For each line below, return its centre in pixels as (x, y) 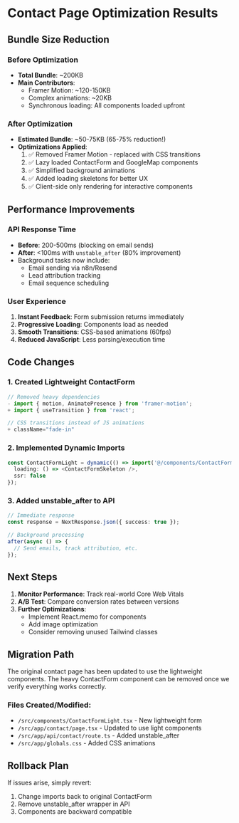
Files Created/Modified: (49, 705)
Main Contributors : (46, 83)
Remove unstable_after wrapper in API (74, 804)
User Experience (37, 301)
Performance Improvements (71, 209)
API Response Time (42, 229)
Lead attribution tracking (64, 275)
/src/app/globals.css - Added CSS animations (86, 743)
